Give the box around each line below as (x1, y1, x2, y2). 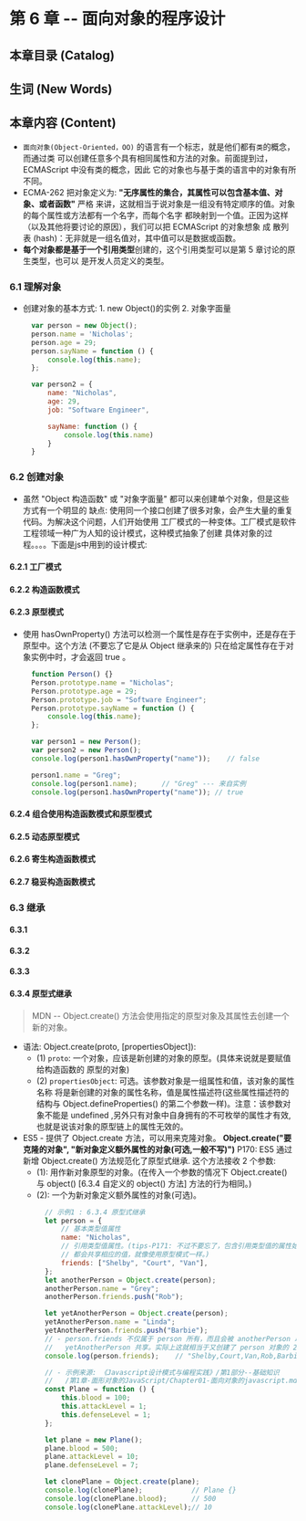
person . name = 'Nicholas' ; (31, 330, 134, 339)
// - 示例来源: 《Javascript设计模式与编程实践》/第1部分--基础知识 (44, 1368, 280, 1377)
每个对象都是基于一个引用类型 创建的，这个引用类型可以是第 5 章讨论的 (22, 244, 288, 255)
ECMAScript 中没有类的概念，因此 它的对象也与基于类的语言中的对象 (22, 163, 280, 174)
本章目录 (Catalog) (9, 47, 116, 63)
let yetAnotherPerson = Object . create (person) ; (44, 1309, 229, 1318)
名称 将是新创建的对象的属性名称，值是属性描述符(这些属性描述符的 (36, 1086, 290, 1097)
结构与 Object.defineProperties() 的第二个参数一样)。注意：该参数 (36, 1097, 284, 1109)
